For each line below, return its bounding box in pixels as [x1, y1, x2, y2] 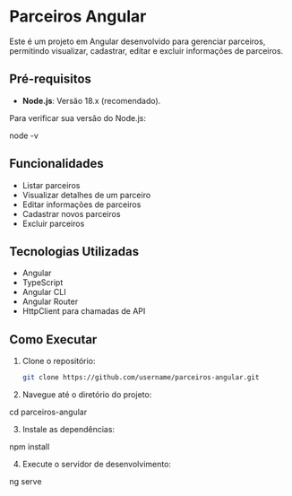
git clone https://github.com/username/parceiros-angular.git [21, 373, 260, 382]
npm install [9, 441, 50, 452]
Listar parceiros [21, 179, 81, 190]
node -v [9, 130, 39, 141]
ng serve [9, 476, 42, 487]
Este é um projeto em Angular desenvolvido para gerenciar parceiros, [9, 36, 266, 47]
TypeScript [21, 277, 64, 288]
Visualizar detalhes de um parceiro [21, 189, 151, 200]
